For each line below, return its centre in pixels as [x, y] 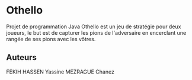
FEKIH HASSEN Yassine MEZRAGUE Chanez [60, 72]
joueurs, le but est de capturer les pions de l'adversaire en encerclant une [96, 32]
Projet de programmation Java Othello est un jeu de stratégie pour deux [94, 26]
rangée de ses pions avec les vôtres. [51, 39]
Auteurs [22, 57]
